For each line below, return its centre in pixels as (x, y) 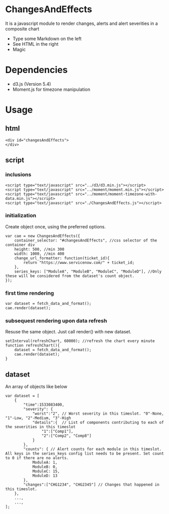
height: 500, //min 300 (39, 249)
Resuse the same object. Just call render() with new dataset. (68, 332)
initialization (21, 216)
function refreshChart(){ (32, 346)
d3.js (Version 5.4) (32, 84)
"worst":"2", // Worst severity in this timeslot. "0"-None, (98, 414)
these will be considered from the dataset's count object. (70, 276)
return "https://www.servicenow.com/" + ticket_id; (79, 262)
